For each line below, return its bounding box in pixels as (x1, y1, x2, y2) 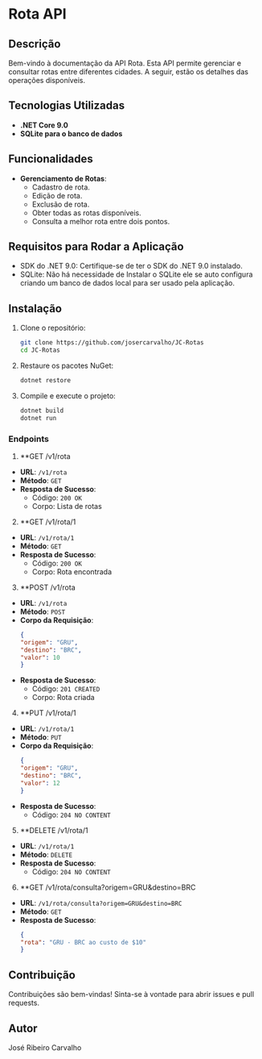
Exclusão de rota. (31, 199, 90, 209)
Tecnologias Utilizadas (8, 98, 125, 113)
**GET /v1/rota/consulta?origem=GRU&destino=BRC (19, 882, 196, 892)
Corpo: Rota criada (31, 693, 95, 703)
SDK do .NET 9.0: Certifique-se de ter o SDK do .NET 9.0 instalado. (19, 261, 243, 271)
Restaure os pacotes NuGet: (19, 361, 114, 370)
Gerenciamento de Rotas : (19, 173, 107, 183)
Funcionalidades (8, 152, 94, 166)
